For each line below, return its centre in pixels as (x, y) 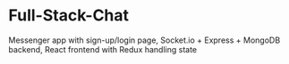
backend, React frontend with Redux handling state (103, 49)
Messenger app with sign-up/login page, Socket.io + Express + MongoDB (144, 40)
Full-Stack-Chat (69, 16)
